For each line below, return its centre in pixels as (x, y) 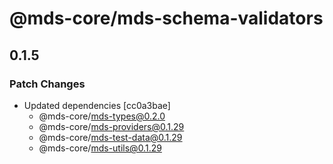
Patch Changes (47, 84)
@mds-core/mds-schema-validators (166, 18)
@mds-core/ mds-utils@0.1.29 (100, 148)
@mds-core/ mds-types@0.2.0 (102, 116)
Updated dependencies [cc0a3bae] (97, 105)
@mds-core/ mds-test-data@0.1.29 (110, 137)
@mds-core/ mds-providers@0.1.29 (111, 126)
